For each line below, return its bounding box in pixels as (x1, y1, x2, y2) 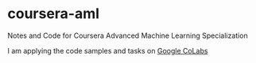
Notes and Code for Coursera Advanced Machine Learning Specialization (7, 31, 248, 40)
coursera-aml (7, 5, 100, 23)
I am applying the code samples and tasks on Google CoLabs (7, 46, 208, 55)
